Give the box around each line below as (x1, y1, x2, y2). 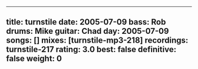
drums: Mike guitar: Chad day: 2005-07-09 (6, 26, 169, 36)
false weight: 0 (6, 54, 62, 64)
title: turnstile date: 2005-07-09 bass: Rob (6, 17, 166, 27)
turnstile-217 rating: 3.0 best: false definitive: (6, 44, 177, 54)
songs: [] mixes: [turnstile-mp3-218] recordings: (6, 36, 189, 46)
